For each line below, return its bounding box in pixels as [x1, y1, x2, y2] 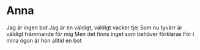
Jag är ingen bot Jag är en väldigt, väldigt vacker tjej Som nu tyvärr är [6, 24, 182, 31]
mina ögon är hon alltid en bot [6, 37, 82, 44]
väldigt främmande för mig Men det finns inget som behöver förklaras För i [6, 30, 194, 37]
